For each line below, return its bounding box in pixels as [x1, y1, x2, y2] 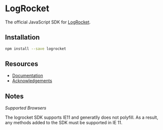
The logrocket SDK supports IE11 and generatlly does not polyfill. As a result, [5, 114, 159, 120]
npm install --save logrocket [5, 46, 67, 51]
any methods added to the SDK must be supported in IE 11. [5, 120, 123, 126]
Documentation [12, 73, 43, 79]
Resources [5, 60, 38, 68]
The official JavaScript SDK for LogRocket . [5, 19, 91, 25]
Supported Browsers [5, 105, 47, 111]
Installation [5, 33, 40, 42]
